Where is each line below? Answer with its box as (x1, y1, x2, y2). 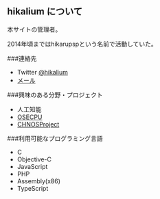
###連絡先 (7, 54, 37, 62)
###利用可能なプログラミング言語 (7, 134, 103, 142)
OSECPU (16, 113, 43, 121)
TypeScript (16, 184, 49, 192)
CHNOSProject (16, 120, 60, 128)
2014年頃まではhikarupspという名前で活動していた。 (7, 40, 157, 48)
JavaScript (16, 162, 48, 170)
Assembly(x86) (16, 176, 60, 185)
